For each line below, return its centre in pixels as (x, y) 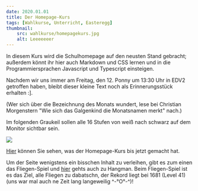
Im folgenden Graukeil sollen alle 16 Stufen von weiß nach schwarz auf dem (98, 122)
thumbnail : (20, 28)
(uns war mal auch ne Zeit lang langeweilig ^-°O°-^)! (70, 181)
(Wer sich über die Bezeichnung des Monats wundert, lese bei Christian (94, 104)
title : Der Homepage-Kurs (38, 17)
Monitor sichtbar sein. (33, 128)
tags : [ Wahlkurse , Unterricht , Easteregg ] (59, 23)
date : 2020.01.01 (28, 12)
